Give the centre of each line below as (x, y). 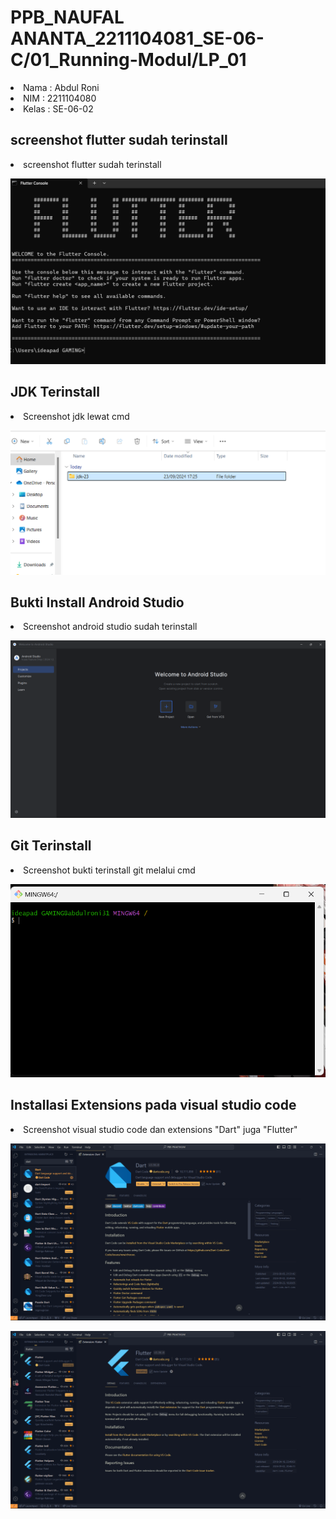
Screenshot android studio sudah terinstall (110, 627)
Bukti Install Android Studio (97, 602)
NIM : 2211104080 (60, 98)
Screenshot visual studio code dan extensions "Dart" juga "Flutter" (160, 1129)
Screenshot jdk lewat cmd (76, 416)
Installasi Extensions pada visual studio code (153, 1105)
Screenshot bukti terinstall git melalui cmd (109, 870)
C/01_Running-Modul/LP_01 (128, 60)
